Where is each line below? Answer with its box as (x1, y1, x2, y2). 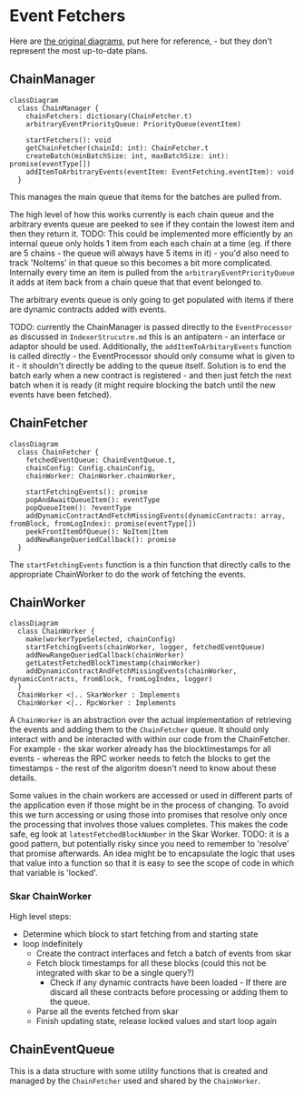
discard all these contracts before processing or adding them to (49, 986, 289, 997)
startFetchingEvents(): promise (25, 487, 148, 497)
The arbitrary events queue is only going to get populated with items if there (9, 294, 294, 305)
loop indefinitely (22, 938, 83, 949)
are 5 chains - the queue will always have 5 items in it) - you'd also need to (9, 247, 289, 258)
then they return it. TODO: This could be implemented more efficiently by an (9, 228, 293, 239)
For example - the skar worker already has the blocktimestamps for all (9, 743, 272, 755)
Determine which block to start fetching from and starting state (22, 929, 259, 939)
